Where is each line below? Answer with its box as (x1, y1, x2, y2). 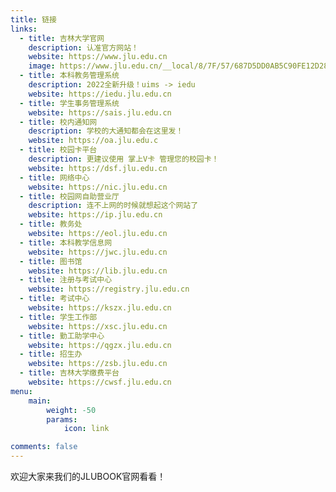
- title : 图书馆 (19, 256, 83, 266)
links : (10, 24, 38, 34)
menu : (10, 386, 33, 396)
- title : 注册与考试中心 (19, 275, 113, 285)
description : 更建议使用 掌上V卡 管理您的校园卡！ (28, 154, 220, 164)
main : (28, 396, 52, 406)
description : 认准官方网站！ (28, 42, 139, 53)
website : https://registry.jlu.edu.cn (28, 284, 190, 295)
